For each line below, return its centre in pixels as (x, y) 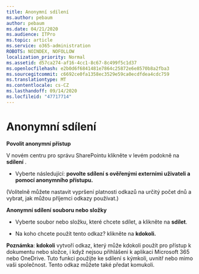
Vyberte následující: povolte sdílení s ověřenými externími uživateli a (103, 173)
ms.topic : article (29, 40)
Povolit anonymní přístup (39, 143)
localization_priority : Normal (46, 57)
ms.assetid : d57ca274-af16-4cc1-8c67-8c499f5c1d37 (72, 63)
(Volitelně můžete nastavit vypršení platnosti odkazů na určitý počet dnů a (99, 191)
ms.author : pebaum (29, 18)
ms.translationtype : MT (36, 80)
